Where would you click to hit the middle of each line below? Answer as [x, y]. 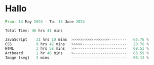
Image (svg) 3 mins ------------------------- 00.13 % [77, 58]
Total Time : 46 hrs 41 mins [34, 31]
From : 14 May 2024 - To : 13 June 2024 [45, 22]
